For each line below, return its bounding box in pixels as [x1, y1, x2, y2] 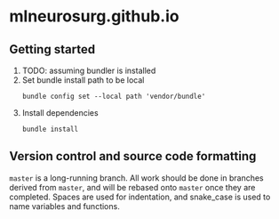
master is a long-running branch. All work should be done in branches [9, 172, 264, 183]
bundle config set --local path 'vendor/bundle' [21, 92, 206, 101]
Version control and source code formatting [9, 149, 257, 164]
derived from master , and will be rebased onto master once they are [9, 182, 256, 192]
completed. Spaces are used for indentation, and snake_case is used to [9, 191, 271, 202]
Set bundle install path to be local [21, 75, 145, 85]
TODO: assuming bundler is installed [21, 65, 156, 76]
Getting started [9, 42, 96, 57]
